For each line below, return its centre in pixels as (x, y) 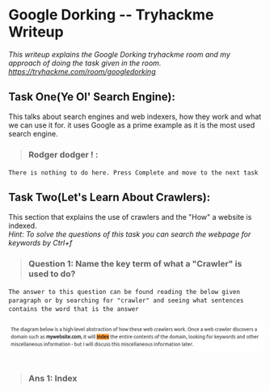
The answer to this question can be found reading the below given (124, 292)
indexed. (23, 225)
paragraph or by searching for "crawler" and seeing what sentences (126, 301)
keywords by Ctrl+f (40, 242)
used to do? (52, 274)
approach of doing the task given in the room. (85, 63)
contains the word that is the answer (74, 309)
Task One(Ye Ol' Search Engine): (92, 97)
